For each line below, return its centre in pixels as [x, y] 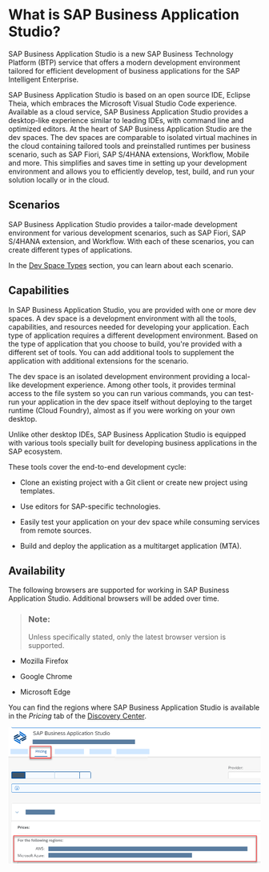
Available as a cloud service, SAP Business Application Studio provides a [128, 112]
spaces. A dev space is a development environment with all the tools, [122, 318]
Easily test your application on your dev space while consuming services [140, 522]
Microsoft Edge [45, 692]
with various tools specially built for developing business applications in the [133, 442]
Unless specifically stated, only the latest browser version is [127, 637]
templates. [37, 490]
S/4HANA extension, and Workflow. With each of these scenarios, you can [131, 241]
